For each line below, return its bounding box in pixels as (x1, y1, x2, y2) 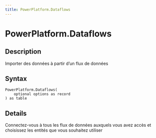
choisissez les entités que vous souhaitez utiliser (5, 127, 103, 133)
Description (5, 47, 41, 56)
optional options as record (14, 92, 70, 97)
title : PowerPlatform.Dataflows (5, 7, 70, 12)
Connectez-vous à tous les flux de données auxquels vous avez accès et (5, 122, 152, 128)
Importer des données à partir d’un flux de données (5, 60, 108, 66)
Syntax (5, 75, 27, 83)
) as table (5, 96, 27, 101)
